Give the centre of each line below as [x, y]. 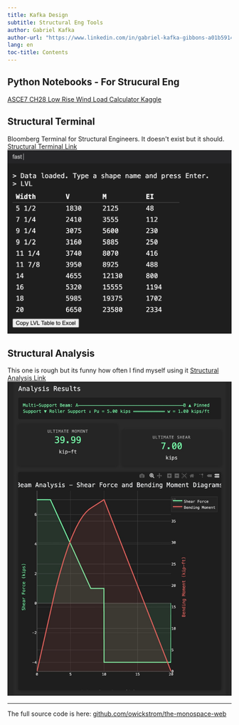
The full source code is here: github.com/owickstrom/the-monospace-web [117, 714]
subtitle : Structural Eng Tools [55, 22]
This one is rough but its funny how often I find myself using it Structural [113, 370]
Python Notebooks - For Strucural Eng [94, 82]
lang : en [20, 45]
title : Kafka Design [38, 15]
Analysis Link [27, 378]
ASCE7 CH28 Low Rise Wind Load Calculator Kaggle [85, 99]
